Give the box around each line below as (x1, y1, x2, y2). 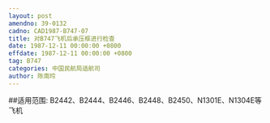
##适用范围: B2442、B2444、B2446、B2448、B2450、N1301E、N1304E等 (8, 95, 262, 105)
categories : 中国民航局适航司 (8, 65, 101, 73)
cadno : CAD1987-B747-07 (8, 27, 89, 35)
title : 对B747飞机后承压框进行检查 (8, 34, 115, 43)
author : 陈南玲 (8, 72, 56, 80)
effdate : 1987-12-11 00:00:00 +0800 (8, 49, 132, 57)
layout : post (8, 11, 53, 20)
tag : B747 (8, 57, 42, 66)
